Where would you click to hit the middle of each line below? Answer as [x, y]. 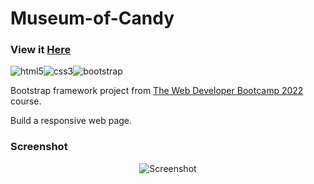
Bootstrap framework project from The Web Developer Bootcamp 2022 [157, 91]
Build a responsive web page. [71, 121]
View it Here [41, 50]
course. [26, 101]
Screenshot [39, 147]
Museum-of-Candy [92, 18]
